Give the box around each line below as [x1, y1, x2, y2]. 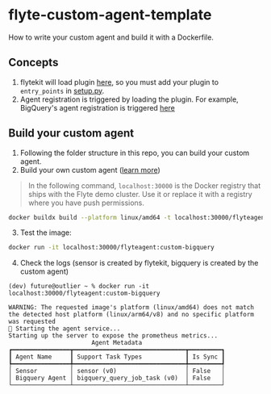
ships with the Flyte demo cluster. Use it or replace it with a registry [27, 189, 252, 199]
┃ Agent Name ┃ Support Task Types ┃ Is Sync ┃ [8, 353, 226, 361]
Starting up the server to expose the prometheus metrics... [8, 332, 219, 340]
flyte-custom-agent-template [8, 6, 212, 24]
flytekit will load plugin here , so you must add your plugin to [19, 77, 219, 86]
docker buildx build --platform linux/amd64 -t [8, 213, 172, 221]
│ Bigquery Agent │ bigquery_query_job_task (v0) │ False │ [8, 374, 226, 383]
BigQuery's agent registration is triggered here [19, 103, 175, 112]
